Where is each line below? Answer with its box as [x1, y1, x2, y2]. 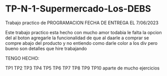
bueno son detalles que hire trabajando [5, 45, 87, 51]
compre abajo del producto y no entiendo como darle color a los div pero [5, 40, 158, 46]
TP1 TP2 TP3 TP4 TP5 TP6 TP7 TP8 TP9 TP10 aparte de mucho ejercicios [5, 65, 160, 71]
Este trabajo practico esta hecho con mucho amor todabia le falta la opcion [5, 29, 162, 35]
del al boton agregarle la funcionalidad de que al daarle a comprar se [5, 35, 149, 41]
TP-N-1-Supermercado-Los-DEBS [5, 3, 151, 15]
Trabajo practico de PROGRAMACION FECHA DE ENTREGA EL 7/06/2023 [5, 20, 158, 26]
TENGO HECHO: [5, 55, 39, 61]
